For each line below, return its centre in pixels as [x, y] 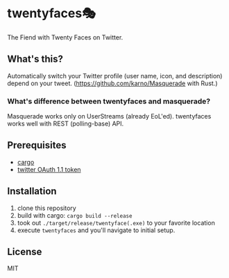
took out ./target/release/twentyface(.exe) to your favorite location [116, 223]
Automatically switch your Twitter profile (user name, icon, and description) [115, 76]
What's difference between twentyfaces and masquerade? [109, 101]
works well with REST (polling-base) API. [66, 124]
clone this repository [46, 208]
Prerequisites [37, 145]
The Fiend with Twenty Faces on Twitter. [65, 37]
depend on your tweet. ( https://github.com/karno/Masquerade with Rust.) [112, 83]
